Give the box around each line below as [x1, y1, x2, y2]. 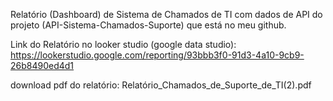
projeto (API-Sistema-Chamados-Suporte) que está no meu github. [10, 19, 287, 31]
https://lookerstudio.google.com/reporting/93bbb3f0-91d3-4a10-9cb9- [10, 49, 305, 61]
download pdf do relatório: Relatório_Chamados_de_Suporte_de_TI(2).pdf [10, 79, 312, 91]
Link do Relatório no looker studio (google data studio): [10, 39, 237, 50]
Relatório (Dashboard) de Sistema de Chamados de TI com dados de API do [10, 9, 323, 20]
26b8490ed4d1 [10, 60, 75, 71]
